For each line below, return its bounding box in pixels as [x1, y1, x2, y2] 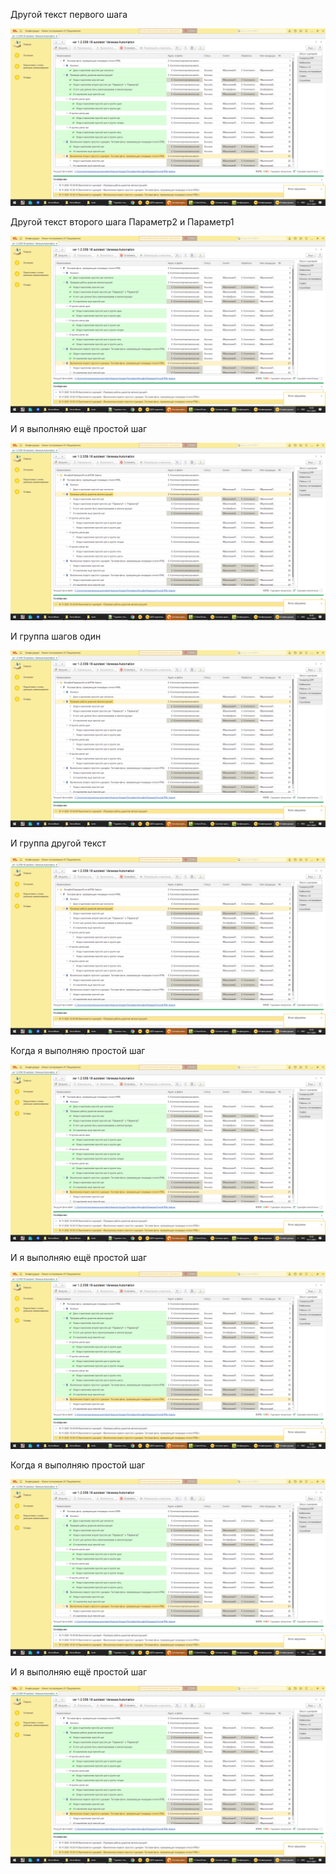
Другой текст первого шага [10, 9, 128, 20]
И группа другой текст [10, 837, 107, 849]
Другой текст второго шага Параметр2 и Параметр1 [10, 215, 235, 228]
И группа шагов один [10, 630, 102, 642]
